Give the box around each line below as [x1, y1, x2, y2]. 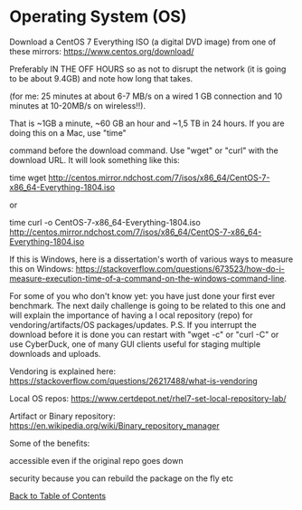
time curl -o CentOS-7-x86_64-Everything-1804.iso [9, 217, 201, 227]
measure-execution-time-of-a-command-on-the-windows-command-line [9, 273, 285, 284]
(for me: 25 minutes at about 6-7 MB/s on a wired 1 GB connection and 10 [9, 91, 283, 101]
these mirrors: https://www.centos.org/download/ [9, 45, 194, 56]
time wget [9, 172, 47, 183]
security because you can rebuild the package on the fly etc [9, 473, 233, 484]
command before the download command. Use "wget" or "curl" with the [9, 145, 278, 156]
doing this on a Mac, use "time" [9, 127, 127, 138]
